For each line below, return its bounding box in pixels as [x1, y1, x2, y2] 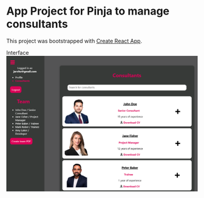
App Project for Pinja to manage [6, 4, 170, 18]
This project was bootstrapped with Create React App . [6, 37, 143, 44]
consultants [6, 17, 68, 31]
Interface [6, 49, 29, 56]
